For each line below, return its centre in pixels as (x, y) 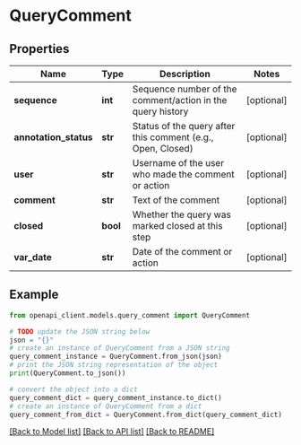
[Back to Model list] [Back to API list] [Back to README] (112, 432)
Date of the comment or (182, 252)
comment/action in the (180, 100)
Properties (39, 49)
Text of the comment (176, 200)
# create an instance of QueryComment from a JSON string (120, 348)
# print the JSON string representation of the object (114, 365)
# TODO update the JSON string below (80, 332)
